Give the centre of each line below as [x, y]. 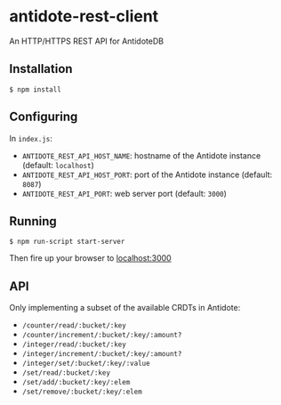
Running [33, 221]
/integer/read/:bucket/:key [74, 344]
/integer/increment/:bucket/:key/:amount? [102, 354]
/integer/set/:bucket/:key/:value [86, 364]
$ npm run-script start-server [67, 242]
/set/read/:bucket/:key [66, 373]
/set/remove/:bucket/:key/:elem [82, 392]
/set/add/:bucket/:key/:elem [76, 383]
